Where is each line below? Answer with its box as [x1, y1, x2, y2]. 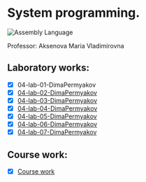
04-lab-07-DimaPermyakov [17, 128, 97, 136]
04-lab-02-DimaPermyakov [17, 88, 98, 97]
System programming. [7, 5, 140, 21]
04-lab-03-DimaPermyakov [17, 96, 98, 104]
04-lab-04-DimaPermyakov [17, 104, 98, 113]
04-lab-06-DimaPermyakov [17, 120, 98, 129]
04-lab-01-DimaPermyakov [17, 80, 96, 89]
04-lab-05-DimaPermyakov [17, 112, 98, 120]
